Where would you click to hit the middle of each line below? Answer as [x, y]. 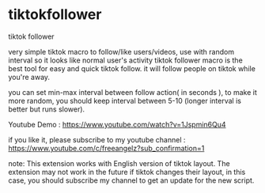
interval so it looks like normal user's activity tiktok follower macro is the [125, 60]
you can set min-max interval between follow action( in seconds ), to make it [132, 92]
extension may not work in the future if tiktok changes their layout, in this [127, 172]
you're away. [29, 77]
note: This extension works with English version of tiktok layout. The [119, 163]
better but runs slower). [47, 109]
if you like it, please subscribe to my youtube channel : [97, 139]
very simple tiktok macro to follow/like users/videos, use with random [121, 51]
